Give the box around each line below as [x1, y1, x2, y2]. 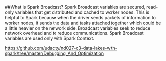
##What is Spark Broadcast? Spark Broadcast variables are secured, [5, 4, 145, 10]
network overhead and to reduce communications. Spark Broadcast [5, 30, 144, 36]
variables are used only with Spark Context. [5, 35, 95, 41]
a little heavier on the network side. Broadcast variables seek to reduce [5, 25, 151, 31]
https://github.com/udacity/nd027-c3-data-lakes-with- [5, 45, 117, 51]
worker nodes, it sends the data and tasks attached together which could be [5, 20, 161, 26]
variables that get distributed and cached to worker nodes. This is [14, 9, 150, 15]
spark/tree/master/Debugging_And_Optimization [5, 50, 104, 56]
